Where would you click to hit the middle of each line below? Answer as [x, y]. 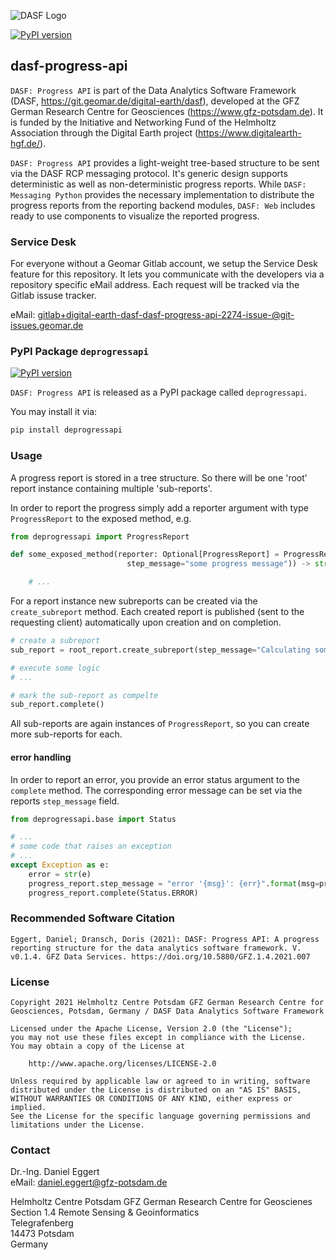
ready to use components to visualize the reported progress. [135, 216]
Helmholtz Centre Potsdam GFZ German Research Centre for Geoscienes [161, 1202]
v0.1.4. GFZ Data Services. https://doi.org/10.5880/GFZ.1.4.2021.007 [160, 956]
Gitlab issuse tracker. [53, 296]
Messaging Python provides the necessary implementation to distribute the [162, 194]
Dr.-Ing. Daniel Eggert [55, 1172]
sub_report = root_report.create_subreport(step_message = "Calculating [160, 650]
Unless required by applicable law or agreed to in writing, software [160, 1081]
